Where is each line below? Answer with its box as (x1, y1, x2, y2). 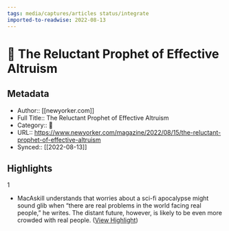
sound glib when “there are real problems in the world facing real (17, 201, 201, 210)
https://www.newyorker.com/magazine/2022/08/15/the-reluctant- (34, 128, 221, 136)
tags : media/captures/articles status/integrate (7, 10, 149, 17)
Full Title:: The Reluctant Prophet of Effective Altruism (17, 113, 169, 122)
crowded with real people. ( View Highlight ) (17, 216, 139, 224)
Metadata (7, 88, 50, 100)
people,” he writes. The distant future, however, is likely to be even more (17, 209, 222, 217)
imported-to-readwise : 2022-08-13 (7, 16, 107, 23)
